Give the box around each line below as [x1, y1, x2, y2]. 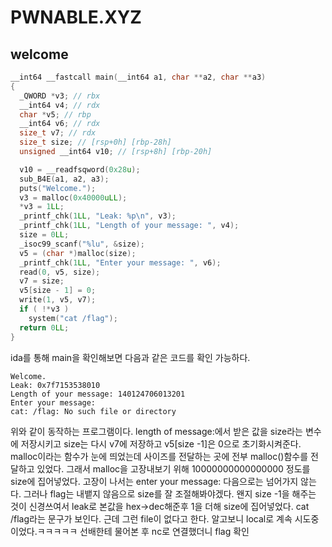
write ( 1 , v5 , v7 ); [19, 295, 97, 305]
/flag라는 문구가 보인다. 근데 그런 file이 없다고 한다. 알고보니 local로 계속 [10, 512, 293, 525]
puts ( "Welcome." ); [19, 183, 97, 193]
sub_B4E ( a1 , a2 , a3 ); [19, 174, 110, 184]
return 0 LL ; [19, 322, 70, 333]
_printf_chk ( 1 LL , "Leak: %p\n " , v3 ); [19, 211, 177, 221]
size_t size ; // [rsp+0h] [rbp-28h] [19, 137, 172, 148]
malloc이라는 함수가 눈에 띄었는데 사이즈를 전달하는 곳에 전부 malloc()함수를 [10, 450, 309, 462]
